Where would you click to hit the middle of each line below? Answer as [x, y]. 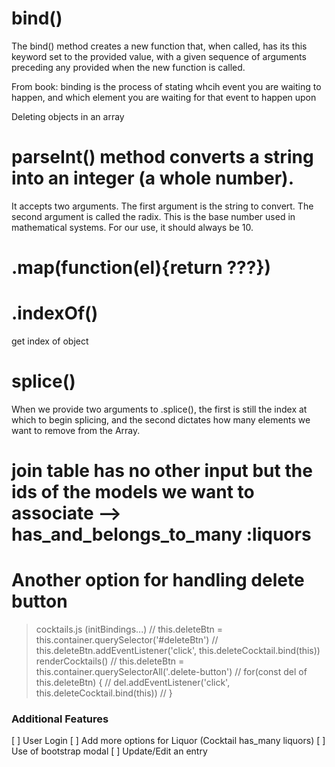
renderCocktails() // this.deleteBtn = [110, 661]
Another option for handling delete [158, 580]
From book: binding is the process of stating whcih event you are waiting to [166, 86]
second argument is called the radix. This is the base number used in [153, 216]
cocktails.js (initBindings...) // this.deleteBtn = [129, 629]
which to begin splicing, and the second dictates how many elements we [161, 419]
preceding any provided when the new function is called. [128, 67]
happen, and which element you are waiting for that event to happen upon [164, 97]
